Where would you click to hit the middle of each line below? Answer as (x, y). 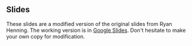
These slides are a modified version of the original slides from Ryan (89, 24)
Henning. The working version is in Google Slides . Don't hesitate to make (96, 30)
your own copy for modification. (46, 36)
